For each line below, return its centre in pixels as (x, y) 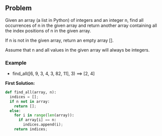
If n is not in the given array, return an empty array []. (59, 40)
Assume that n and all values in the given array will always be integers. (78, 50)
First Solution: (20, 83)
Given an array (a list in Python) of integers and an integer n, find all (75, 20)
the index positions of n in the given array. (48, 31)
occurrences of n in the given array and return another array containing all (81, 25)
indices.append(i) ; (43, 125)
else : (15, 111)
